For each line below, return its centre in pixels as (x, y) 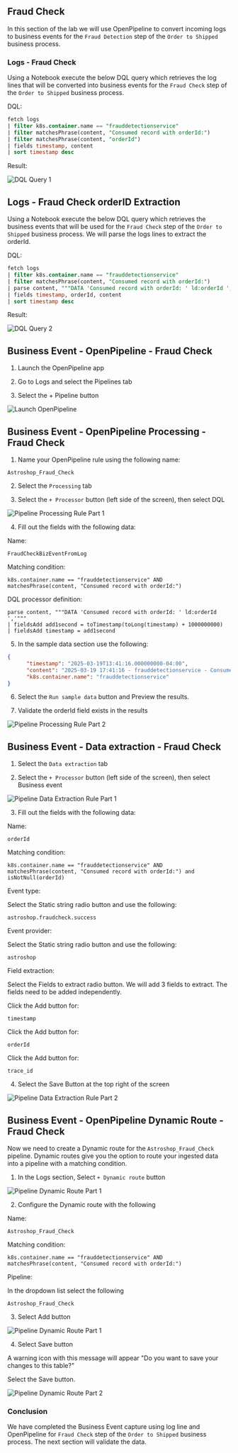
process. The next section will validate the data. (77, 1442)
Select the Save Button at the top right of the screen (93, 1084)
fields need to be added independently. (64, 992)
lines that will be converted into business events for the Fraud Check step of (117, 85)
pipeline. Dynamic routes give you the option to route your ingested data (113, 1156)
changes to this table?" (41, 1366)
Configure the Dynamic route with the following (86, 1205)
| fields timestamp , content (50, 146)
